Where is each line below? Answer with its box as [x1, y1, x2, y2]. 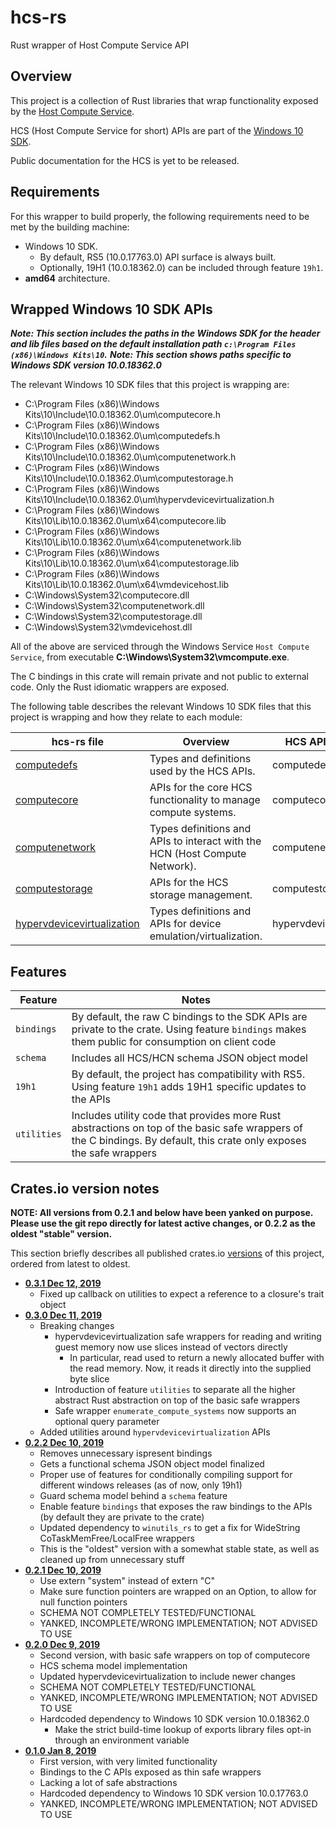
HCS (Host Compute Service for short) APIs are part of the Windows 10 [10, 124, 304, 136]
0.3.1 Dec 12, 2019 [24, 1277, 102, 1289]
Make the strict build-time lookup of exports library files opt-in [54, 1724, 312, 1735]
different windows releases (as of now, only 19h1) [39, 1479, 243, 1491]
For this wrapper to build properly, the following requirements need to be [10, 210, 310, 222]
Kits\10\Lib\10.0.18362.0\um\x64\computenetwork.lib [24, 536, 242, 548]
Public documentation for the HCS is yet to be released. [10, 154, 240, 166]
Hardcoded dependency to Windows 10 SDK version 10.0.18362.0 [39, 1713, 310, 1725]
